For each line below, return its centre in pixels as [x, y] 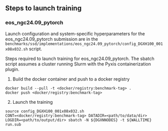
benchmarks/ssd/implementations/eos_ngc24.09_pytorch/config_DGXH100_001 [84, 44]
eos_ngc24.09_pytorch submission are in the [52, 39]
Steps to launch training [44, 8]
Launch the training [32, 102]
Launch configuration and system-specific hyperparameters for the [75, 34]
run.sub [13, 124]
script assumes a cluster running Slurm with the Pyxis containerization [78, 64]
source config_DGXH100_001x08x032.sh [45, 111]
